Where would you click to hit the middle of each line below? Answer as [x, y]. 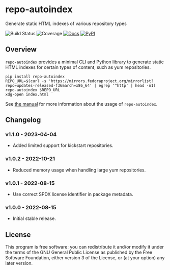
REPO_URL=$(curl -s [26, 81]
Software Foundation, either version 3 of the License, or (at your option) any [85, 258]
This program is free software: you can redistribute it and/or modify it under [84, 247]
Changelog [23, 120]
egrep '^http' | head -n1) [127, 85]
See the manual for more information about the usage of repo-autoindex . [81, 104]
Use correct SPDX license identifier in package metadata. [73, 194]
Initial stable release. [34, 218]
